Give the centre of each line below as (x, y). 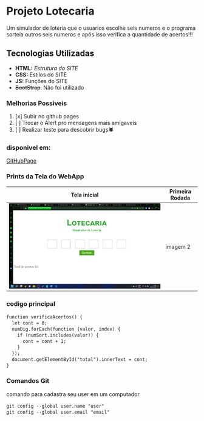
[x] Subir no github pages (47, 116)
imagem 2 (178, 246)
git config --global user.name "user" (55, 406)
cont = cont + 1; (44, 342)
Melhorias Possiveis (37, 103)
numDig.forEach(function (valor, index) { (66, 329)
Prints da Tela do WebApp (45, 177)
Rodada (180, 198)
